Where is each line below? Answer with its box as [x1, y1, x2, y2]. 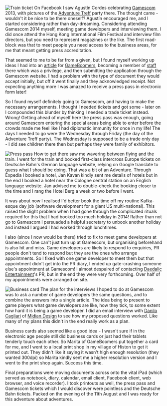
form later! [5, 89, 27, 95]
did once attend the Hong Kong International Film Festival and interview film [5, 32, 161, 37]
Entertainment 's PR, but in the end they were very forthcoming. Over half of [5, 271, 161, 277]
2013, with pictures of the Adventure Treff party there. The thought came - [5, 10, 159, 16]
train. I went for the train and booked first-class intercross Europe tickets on [5, 156, 161, 162]
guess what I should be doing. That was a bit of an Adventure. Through [5, 167, 152, 173]
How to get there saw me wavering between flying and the [34, 151, 155, 157]
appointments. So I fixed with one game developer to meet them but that [5, 255, 154, 261]
